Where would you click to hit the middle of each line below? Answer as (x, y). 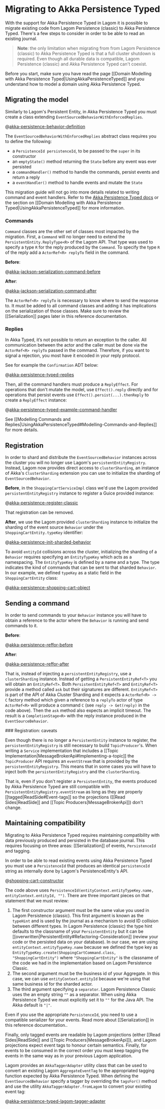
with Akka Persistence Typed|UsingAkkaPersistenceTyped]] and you (75, 79)
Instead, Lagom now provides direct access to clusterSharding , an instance (82, 468)
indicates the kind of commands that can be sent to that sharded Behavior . (81, 567)
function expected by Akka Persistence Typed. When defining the (72, 1076)
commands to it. (21, 625)
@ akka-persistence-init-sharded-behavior (48, 542)
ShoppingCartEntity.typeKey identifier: (44, 533)
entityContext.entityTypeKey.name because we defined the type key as (85, 947)
